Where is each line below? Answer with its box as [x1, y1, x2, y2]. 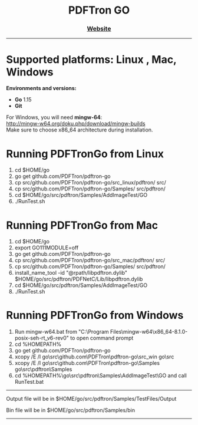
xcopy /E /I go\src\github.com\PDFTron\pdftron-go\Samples [14, 360, 160, 367]
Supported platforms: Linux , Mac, [6, 52, 177, 66]
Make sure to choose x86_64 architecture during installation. [6, 126, 153, 133]
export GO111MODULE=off [14, 244, 79, 251]
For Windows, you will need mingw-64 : [6, 114, 103, 121]
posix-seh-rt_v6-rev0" [14, 334, 70, 342]
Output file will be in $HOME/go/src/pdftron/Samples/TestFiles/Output [6, 396, 177, 403]
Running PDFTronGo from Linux [6, 147, 164, 160]
